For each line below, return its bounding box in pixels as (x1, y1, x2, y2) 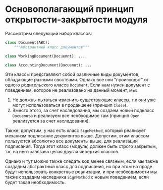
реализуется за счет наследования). (12, 118, 90, 124)
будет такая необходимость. (5, 180, 66, 186)
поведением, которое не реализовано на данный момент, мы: (5, 87, 137, 93)
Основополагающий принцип (5, 3, 134, 15)
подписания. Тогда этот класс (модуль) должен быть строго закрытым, (5, 143, 157, 149)
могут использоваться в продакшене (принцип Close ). (12, 102, 128, 108)
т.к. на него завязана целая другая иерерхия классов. (5, 149, 120, 155)
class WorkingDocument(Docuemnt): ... (5, 54, 85, 59)
